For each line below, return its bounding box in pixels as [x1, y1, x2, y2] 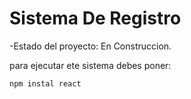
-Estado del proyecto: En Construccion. [9, 40, 172, 52]
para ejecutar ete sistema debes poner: [9, 59, 172, 71]
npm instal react [9, 78, 82, 89]
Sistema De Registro [9, 7, 182, 30]
